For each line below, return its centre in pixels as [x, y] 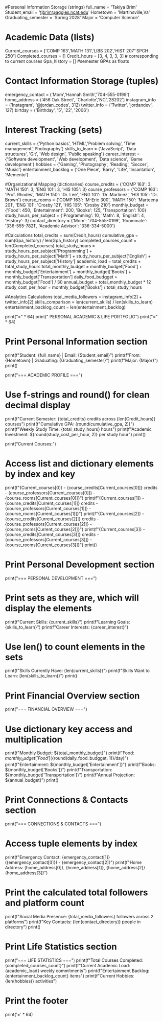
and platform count [45, 903]
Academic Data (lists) [50, 37]
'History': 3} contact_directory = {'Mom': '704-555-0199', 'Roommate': [76, 220]
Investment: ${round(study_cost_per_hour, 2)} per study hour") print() [75, 434]
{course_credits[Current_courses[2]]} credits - [52, 519]
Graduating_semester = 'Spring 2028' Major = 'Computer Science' [72, 17]
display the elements [48, 608]
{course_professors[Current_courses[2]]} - [48, 524]
